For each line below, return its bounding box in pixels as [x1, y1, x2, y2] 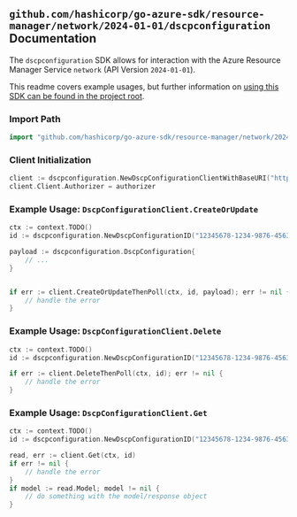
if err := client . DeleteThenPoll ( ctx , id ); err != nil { [9, 369, 224, 378]
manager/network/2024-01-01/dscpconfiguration [9, 19, 271, 33]
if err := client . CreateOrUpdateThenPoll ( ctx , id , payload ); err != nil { [9, 288, 291, 297]
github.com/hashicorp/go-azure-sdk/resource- [9, 8, 265, 21]
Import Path [9, 112, 61, 125]
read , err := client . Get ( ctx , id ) [9, 451, 137, 460]
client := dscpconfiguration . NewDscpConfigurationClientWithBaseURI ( [9, 174, 271, 183]
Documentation [9, 31, 97, 46]
